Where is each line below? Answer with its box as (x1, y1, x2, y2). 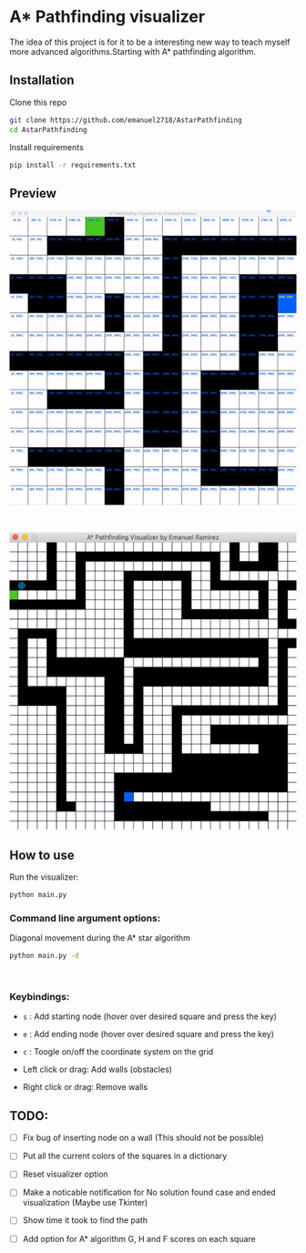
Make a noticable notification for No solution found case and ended (22, 1187, 276, 1198)
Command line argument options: (9, 912, 161, 924)
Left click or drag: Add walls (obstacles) (22, 1064, 173, 1075)
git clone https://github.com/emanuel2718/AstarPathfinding (9, 116, 243, 125)
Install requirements (9, 141, 84, 152)
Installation (9, 73, 75, 88)
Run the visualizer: (9, 871, 79, 882)
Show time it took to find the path (22, 1215, 148, 1226)
